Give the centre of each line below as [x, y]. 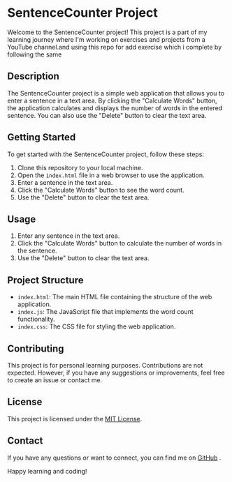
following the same [35, 54]
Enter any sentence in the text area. [68, 236]
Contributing [36, 348]
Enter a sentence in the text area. [65, 182]
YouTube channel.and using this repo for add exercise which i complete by [115, 47]
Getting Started [42, 137]
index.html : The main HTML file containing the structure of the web [115, 297]
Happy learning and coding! [47, 471]
